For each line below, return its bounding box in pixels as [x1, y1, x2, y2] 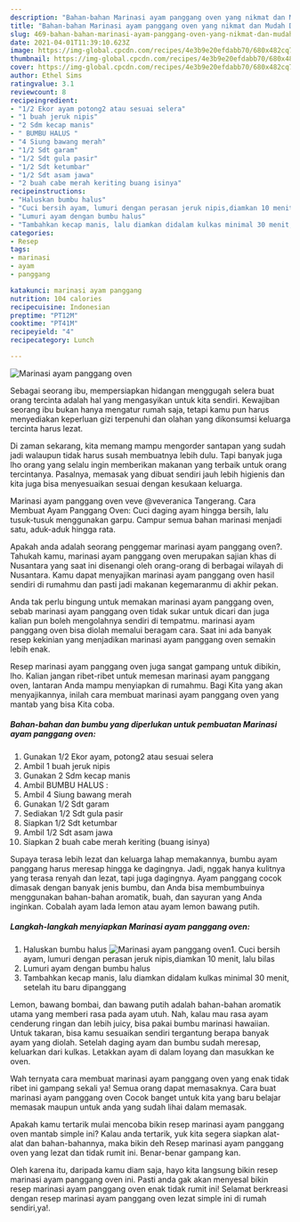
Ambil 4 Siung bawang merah [22, 789, 132, 800]
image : [10, 46, 35, 55]
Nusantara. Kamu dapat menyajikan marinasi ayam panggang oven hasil [10, 570, 275, 580]
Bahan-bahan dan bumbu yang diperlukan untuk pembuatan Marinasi [10, 719, 278, 730]
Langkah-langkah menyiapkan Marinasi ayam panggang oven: [10, 922, 250, 932]
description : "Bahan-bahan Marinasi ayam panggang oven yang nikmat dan [10, 12, 286, 22]
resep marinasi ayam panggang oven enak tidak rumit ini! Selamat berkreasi [10, 1183, 288, 1194]
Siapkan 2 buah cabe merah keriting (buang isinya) [22, 836, 210, 847]
